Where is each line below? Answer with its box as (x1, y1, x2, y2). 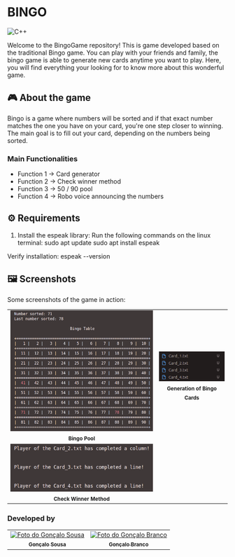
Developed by (7, 514, 56, 523)
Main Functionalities (7, 153, 78, 163)
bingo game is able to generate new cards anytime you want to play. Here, (7, 55, 222, 64)
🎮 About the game (7, 92, 91, 104)
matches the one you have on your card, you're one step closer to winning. (7, 121, 224, 130)
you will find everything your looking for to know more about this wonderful (7, 63, 225, 71)
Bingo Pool (68, 435, 96, 442)
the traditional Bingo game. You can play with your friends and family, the (7, 48, 218, 57)
